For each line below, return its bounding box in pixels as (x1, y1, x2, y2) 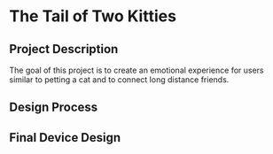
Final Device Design (9, 130, 121, 145)
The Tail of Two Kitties (9, 6, 177, 27)
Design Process (9, 100, 98, 115)
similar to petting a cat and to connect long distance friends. (9, 74, 230, 85)
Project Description (9, 42, 119, 57)
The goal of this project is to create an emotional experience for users (9, 65, 264, 75)
